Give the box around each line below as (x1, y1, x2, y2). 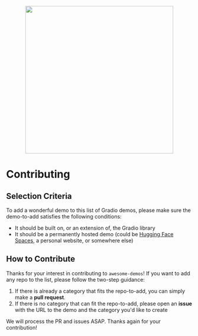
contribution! (6, 324, 37, 331)
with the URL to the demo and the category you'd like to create (14, 306, 168, 313)
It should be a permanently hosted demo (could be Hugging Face (14, 231, 174, 237)
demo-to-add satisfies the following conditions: (6, 213, 122, 220)
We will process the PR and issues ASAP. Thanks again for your (6, 318, 161, 325)
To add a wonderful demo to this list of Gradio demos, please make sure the (6, 207, 191, 214)
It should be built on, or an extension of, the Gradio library (14, 224, 155, 231)
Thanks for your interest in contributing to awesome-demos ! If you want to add (6, 269, 190, 277)
